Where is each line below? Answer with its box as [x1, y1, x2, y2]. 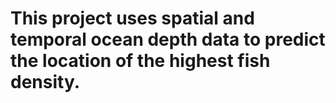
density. [10, 71, 81, 94]
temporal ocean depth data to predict [10, 28, 326, 51]
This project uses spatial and [10, 7, 255, 30]
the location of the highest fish [10, 50, 271, 72]
